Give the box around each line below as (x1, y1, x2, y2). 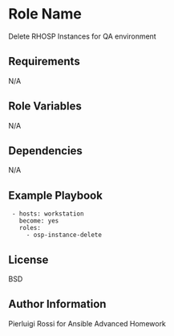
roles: (18, 224, 42, 232)
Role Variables (8, 100, 82, 113)
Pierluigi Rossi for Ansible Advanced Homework (8, 318, 167, 328)
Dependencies (8, 144, 83, 158)
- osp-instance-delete (26, 231, 103, 240)
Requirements (8, 55, 80, 68)
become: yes (18, 217, 59, 225)
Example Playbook (8, 188, 103, 202)
